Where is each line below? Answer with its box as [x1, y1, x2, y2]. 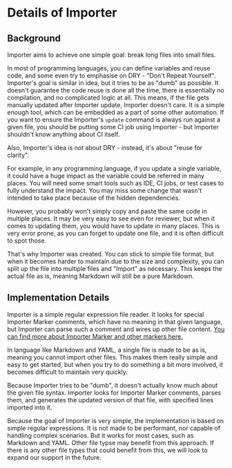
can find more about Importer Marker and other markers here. [7, 332, 183, 340]
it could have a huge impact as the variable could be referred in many [7, 171, 205, 180]
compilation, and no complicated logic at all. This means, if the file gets [7, 93, 209, 102]
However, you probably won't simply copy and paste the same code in [7, 207, 207, 215]
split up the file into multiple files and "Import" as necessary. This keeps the [7, 265, 222, 272]
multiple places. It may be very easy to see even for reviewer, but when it [7, 214, 215, 223]
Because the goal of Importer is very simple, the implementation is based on [7, 416, 224, 424]
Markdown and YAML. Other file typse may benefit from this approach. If [7, 438, 214, 447]
